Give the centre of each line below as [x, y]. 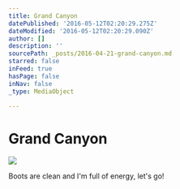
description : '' [36, 46]
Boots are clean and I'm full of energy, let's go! [86, 176]
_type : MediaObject [41, 91]
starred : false [34, 62]
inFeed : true [30, 69]
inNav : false [30, 84]
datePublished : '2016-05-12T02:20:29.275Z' [83, 24]
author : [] [27, 39]
